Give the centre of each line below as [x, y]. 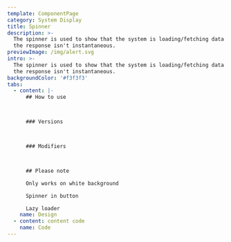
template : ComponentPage [43, 13]
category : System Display [44, 20]
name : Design [38, 215]
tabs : [15, 84]
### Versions [44, 122]
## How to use [46, 97]
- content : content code [49, 221]
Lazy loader [43, 208]
